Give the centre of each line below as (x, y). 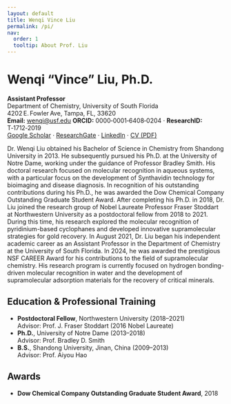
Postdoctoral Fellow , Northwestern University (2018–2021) (101, 318)
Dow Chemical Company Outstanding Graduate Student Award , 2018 (118, 393)
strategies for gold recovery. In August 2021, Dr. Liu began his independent (114, 236)
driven (16, 273)
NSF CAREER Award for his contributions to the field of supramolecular (108, 258)
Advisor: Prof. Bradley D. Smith (61, 340)
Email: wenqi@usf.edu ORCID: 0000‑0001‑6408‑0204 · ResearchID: (105, 120)
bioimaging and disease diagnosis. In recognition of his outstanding (103, 185)
